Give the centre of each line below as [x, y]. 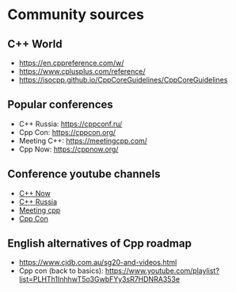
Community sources [76, 15]
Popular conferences [61, 105]
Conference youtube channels [84, 174]
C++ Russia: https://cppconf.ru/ [70, 124]
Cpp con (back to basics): [61, 271]
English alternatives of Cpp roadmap [99, 244]
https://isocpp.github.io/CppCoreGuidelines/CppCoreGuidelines [123, 80]
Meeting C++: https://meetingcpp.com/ [83, 140]
